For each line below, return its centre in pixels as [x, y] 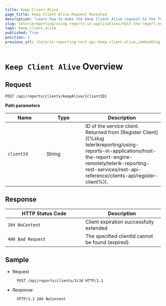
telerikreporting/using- [112, 144]
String [54, 154]
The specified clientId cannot [119, 236]
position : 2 [17, 38]
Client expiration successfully [120, 222]
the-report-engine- [109, 157]
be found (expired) [107, 242]
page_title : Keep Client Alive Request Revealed [56, 14]
